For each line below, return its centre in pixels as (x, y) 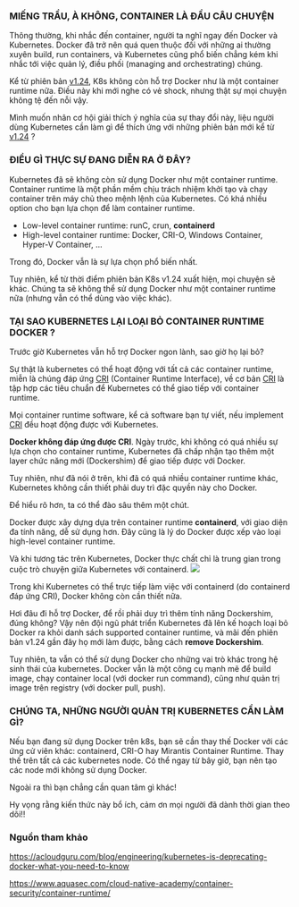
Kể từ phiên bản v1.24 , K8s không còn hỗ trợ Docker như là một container (144, 81)
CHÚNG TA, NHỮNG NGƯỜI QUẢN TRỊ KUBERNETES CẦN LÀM (146, 710)
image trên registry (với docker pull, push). (87, 687)
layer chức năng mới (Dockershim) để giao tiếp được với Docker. (127, 461)
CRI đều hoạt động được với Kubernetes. (84, 424)
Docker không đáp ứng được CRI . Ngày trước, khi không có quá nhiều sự (144, 441)
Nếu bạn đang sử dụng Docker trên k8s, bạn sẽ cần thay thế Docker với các (149, 742)
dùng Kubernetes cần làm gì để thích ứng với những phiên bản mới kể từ (142, 127)
